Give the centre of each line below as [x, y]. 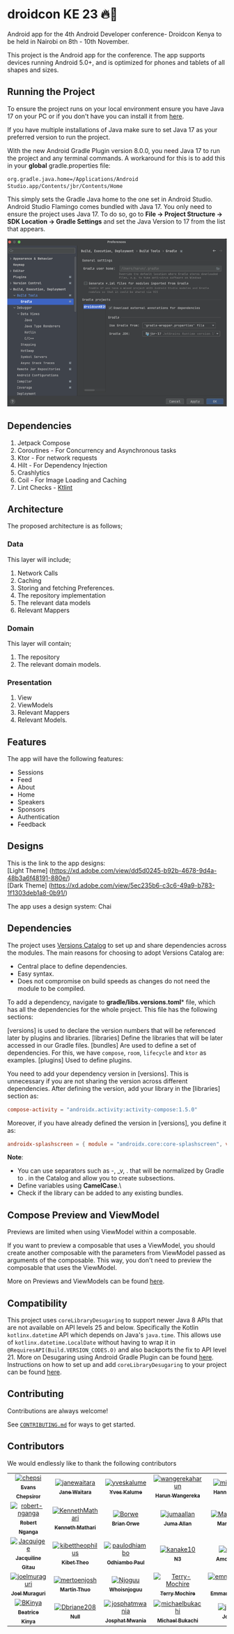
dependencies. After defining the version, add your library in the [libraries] [114, 1088]
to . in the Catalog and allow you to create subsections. [96, 1178]
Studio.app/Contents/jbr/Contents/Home [65, 186]
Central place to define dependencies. [72, 966]
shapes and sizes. [33, 70]
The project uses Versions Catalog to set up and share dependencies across [117, 945]
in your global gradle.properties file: [59, 165]
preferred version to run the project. [58, 137]
